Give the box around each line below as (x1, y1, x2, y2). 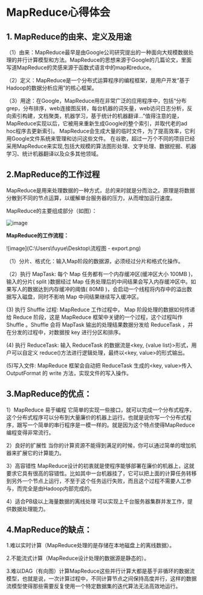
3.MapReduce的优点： (6, 389, 92, 399)
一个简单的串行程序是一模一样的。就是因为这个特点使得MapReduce (27, 421, 195, 429)
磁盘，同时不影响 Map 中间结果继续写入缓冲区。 (22, 293, 142, 300)
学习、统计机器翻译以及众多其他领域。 (6, 150, 101, 157)
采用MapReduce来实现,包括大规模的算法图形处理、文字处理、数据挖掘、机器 (6, 143, 197, 150)
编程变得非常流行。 (6, 429, 54, 436)
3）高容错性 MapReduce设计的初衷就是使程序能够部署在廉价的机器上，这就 (6, 462, 195, 469)
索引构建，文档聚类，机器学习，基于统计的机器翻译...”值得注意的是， (11, 113, 182, 119)
